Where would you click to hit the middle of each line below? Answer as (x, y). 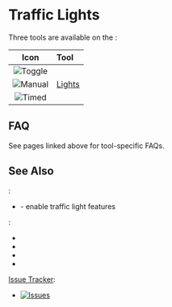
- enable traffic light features (67, 206)
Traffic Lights (54, 15)
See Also (31, 171)
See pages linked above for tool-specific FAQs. (86, 145)
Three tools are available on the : (63, 37)
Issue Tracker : (32, 279)
